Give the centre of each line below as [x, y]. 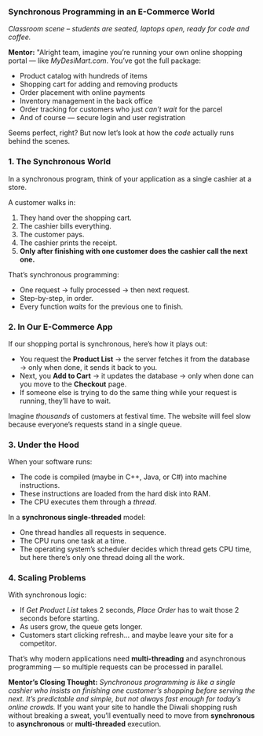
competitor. [38, 643]
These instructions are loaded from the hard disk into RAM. [115, 494]
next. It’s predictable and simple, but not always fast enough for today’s [124, 699]
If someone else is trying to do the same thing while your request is [128, 392]
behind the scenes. [39, 141]
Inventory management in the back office [86, 101]
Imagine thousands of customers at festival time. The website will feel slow [130, 416]
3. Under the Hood [44, 445]
